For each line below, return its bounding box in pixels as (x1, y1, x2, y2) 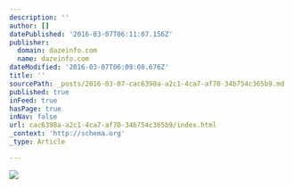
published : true (9, 87, 69, 96)
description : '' (9, 12, 69, 22)
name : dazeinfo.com (17, 54, 90, 63)
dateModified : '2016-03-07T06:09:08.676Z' (9, 63, 169, 72)
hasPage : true (9, 104, 62, 113)
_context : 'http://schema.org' (9, 129, 126, 138)
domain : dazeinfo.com (17, 46, 98, 55)
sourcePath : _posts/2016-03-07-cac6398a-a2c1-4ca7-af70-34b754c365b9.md (9, 79, 285, 88)
